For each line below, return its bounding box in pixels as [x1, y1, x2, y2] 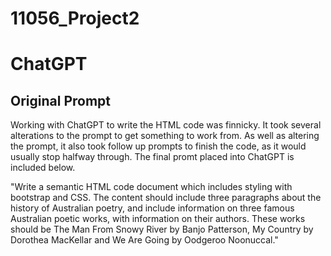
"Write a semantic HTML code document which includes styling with [10, 181, 293, 193]
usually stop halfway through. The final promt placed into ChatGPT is [10, 151, 295, 163]
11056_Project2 [10, 7, 140, 30]
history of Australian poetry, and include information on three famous [10, 202, 295, 214]
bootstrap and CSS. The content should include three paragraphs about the [10, 192, 322, 204]
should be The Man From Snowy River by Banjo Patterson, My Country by [10, 223, 314, 236]
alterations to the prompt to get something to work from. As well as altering [10, 130, 320, 142]
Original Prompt [10, 92, 112, 109]
